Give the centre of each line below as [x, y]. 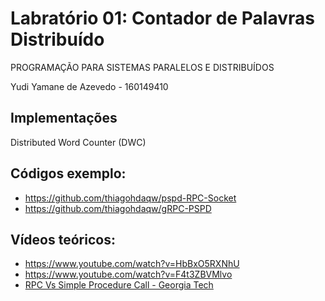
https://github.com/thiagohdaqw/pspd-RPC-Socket [130, 198]
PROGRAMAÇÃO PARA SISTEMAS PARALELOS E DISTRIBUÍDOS [142, 67]
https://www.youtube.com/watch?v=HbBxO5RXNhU [132, 264]
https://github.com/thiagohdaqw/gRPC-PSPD [118, 208]
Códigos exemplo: [68, 173]
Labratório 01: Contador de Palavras [162, 18]
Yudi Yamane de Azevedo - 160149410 [89, 86]
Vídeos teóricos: [63, 239]
